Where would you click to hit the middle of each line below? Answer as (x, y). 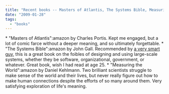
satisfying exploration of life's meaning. (46, 86)
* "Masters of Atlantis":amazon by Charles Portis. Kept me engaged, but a (82, 38)
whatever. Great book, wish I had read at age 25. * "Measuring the (74, 65)
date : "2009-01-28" (26, 15)
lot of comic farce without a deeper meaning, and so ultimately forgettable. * (84, 44)
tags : (11, 19)
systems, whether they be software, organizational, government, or (75, 60)
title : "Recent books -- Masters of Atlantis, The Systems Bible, (76, 10)
